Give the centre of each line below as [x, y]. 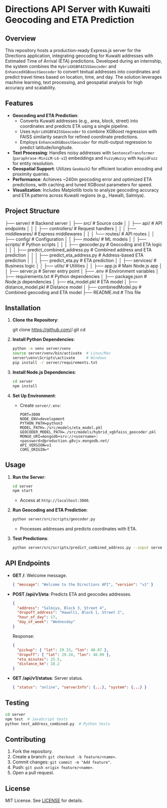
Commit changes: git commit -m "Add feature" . [62, 762]
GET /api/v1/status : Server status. [48, 678]
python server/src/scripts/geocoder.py [54, 519]
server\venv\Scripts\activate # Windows [59, 358]
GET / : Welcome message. [40, 575]
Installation [23, 308]
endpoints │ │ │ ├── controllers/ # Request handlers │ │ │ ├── [71, 228]
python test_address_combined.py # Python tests [58, 724]
